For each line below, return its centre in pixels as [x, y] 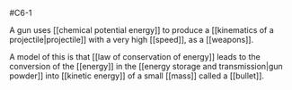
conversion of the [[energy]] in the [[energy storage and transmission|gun [146, 66]
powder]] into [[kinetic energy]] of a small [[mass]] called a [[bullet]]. [137, 76]
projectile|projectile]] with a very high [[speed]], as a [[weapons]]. [132, 40]
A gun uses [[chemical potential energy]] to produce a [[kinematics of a [142, 30]
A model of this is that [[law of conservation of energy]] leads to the [135, 57]
